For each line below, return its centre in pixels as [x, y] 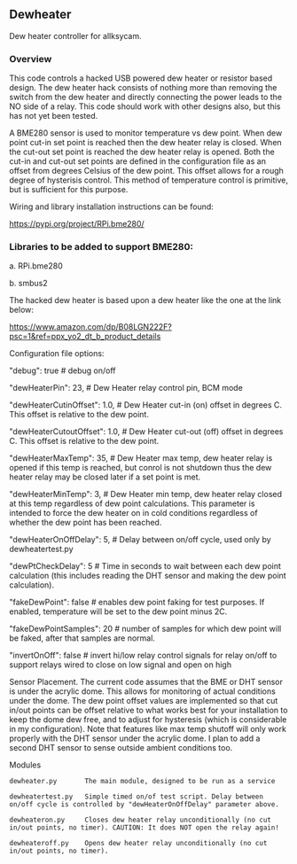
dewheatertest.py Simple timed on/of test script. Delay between [137, 797]
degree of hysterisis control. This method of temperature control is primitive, [148, 180]
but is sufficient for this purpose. [69, 190]
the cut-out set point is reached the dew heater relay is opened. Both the [142, 152]
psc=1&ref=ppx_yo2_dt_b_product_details [85, 337]
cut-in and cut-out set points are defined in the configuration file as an [137, 161]
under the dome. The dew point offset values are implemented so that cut [144, 701]
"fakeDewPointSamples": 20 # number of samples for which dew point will [145, 629]
